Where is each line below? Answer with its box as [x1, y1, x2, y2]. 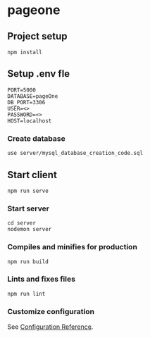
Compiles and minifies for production [7, 242, 137, 252]
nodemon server [7, 226, 52, 233]
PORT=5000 [7, 87, 37, 94]
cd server [7, 220, 37, 227]
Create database [7, 133, 65, 143]
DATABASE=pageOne [7, 92, 58, 100]
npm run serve [7, 187, 49, 194]
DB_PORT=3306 [7, 99, 46, 106]
